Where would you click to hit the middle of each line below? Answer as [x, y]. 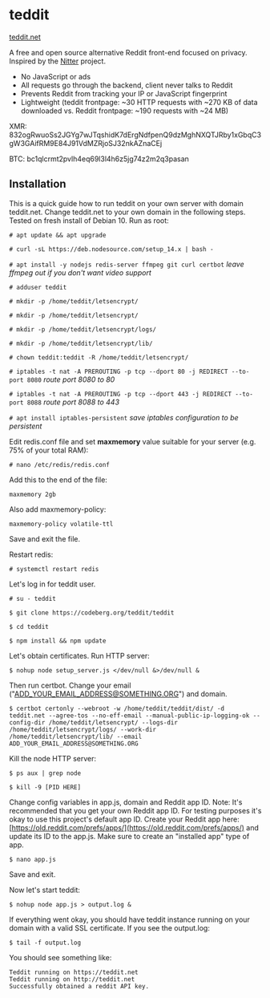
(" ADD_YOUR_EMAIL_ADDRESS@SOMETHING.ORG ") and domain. [118, 694]
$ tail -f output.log [45, 943]
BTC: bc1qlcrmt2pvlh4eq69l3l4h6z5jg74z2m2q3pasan [99, 159]
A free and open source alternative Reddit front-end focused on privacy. [128, 52]
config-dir [27, 722]
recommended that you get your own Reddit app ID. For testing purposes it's [135, 810]
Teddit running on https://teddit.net [74, 972]
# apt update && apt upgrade [58, 235]
